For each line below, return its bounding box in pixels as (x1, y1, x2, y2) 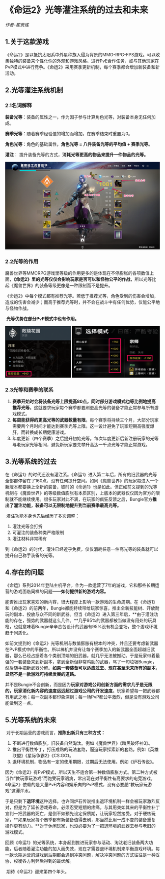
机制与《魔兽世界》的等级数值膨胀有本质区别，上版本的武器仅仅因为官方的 (5, 490, 156, 496)
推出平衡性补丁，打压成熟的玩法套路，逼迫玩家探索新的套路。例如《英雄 (12, 746, 159, 753)
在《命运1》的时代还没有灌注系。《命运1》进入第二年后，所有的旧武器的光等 (5, 471, 157, 477)
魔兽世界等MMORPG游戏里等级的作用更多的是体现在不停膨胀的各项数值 (5, 270, 150, 276)
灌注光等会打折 (12, 523, 43, 529)
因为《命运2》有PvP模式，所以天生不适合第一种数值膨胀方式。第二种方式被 (5, 769, 158, 775)
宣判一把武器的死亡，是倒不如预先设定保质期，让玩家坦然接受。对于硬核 (5, 810, 151, 817)
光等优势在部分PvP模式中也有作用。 (6, 316, 80, 322)
